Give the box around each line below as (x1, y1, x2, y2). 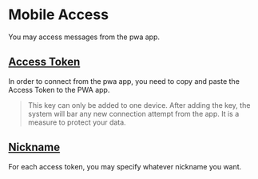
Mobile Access (8, 6, 109, 24)
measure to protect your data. (27, 117, 126, 127)
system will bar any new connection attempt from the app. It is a (27, 109, 240, 118)
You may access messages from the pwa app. (8, 32, 161, 42)
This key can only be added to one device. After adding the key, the (27, 100, 251, 109)
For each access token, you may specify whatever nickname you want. (8, 161, 242, 171)
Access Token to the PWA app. (8, 85, 110, 94)
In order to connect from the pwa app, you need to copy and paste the (8, 76, 240, 86)
